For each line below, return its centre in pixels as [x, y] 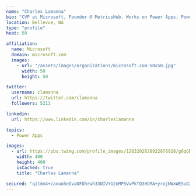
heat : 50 [17, 33]
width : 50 [33, 71]
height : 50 [35, 77]
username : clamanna [35, 92]
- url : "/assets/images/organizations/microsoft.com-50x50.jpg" [96, 66]
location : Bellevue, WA [35, 22]
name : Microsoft [31, 49]
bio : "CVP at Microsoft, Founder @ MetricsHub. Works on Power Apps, [92, 17]
